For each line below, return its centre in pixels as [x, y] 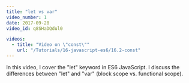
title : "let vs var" [32, 12]
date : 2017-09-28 [28, 23]
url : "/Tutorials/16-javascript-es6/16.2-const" [79, 50]
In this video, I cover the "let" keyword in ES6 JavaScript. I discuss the [93, 67]
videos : [16, 39]
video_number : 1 [26, 17]
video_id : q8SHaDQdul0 [34, 28]
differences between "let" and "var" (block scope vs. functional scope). [95, 73]
